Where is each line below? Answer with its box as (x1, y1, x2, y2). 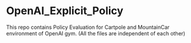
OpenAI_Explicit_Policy (6, 4, 124, 18)
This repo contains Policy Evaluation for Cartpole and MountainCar (6, 24, 170, 31)
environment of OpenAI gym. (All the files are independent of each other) (6, 29, 186, 37)
